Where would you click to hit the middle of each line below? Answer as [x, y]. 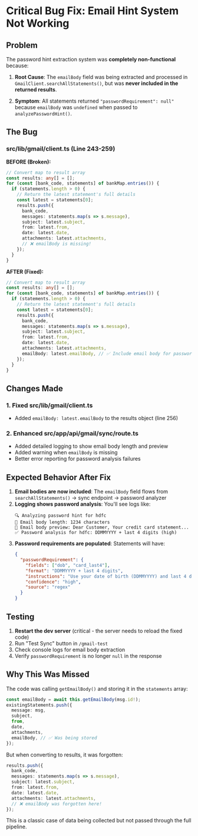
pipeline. [16, 827]
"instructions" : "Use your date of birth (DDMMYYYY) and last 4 [106, 576]
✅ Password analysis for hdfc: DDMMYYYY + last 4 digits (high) [96, 533]
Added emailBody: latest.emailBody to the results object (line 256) [96, 418]
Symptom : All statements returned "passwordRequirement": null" [94, 101]
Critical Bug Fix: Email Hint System [92, 11]
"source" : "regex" [48, 587]
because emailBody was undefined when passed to [76, 107]
